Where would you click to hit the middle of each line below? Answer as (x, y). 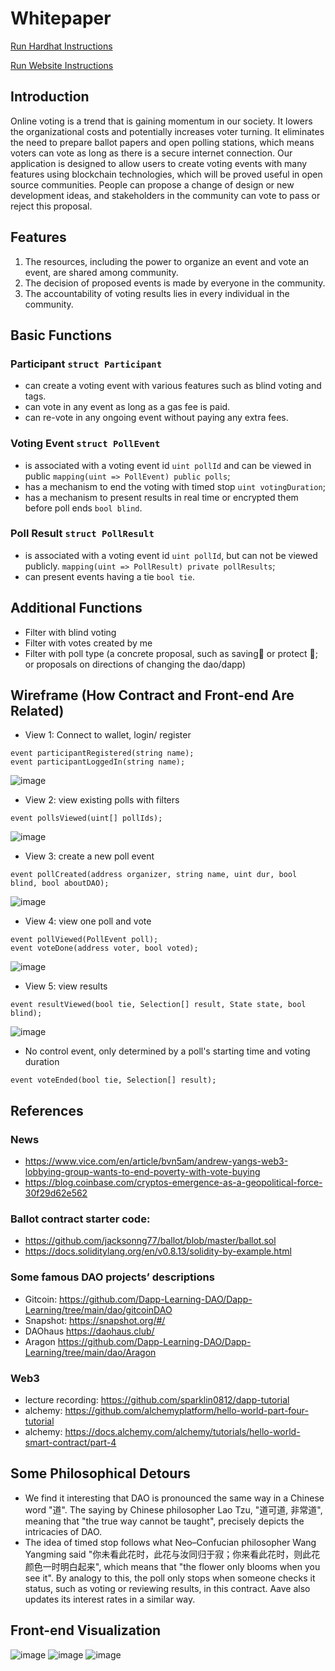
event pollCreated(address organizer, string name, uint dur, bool (154, 875)
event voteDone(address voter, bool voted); (104, 948)
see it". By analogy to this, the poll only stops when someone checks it (170, 1578)
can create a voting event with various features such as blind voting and (173, 386)
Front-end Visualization (86, 1630)
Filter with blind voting (70, 632)
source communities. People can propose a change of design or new (152, 184)
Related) (37, 711)
